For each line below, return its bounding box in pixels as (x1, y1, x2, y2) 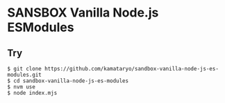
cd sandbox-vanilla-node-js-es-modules (13, 77, 129, 84)
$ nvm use (7, 84, 36, 91)
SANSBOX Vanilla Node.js (7, 5, 159, 21)
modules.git (7, 71, 42, 78)
